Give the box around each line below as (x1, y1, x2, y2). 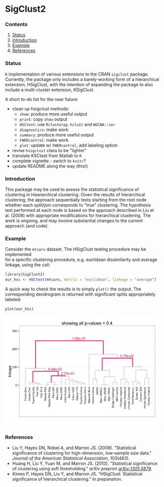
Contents (5, 21, 28, 28)
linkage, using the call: (5, 262, 50, 268)
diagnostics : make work (19, 127, 69, 132)
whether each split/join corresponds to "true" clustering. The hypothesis (5, 202, 151, 208)
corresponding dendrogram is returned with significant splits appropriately (5, 291, 156, 297)
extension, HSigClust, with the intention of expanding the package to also (5, 81, 153, 87)
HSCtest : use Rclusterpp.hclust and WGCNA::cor (19, 121, 116, 127)
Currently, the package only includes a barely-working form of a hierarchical (5, 76, 159, 82)
